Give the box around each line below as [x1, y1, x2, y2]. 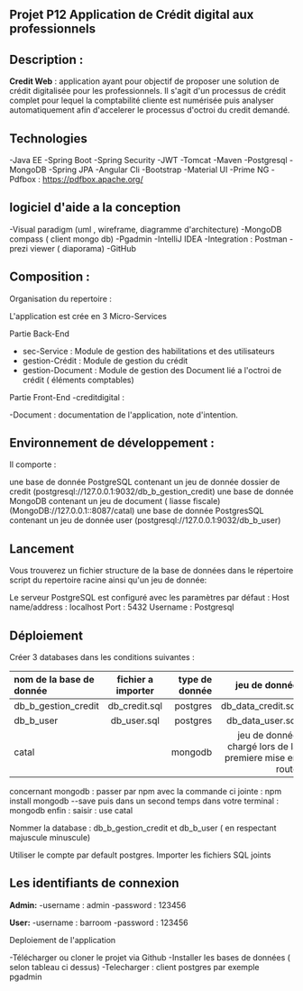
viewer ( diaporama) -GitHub [30, 243, 137, 253]
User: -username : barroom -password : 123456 [9, 917, 188, 928]
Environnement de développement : [9, 436, 215, 451]
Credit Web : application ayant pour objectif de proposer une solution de [9, 76, 280, 87]
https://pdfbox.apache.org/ [41, 174, 143, 185]
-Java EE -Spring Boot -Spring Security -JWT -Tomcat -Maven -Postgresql [9, 155, 288, 166]
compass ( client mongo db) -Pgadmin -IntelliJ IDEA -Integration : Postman [9, 234, 288, 244]
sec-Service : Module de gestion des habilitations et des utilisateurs [22, 345, 275, 356]
